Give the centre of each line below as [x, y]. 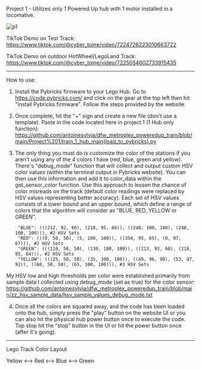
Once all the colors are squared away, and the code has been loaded [100, 306]
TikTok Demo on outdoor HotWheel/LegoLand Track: [71, 56]
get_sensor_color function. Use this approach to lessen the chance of [100, 185]
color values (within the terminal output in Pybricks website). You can [100, 172]
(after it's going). [36, 332]
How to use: [21, 80]
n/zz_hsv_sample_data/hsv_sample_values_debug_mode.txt [79, 295]
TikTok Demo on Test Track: [41, 38]
